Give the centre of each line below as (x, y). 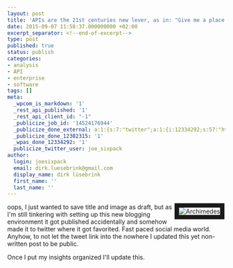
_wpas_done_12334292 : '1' (51, 143)
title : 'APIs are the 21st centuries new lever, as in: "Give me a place (116, 20)
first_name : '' (35, 181)
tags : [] (20, 91)
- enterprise (26, 78)
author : (18, 155)
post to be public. (54, 244)
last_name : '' (34, 188)
